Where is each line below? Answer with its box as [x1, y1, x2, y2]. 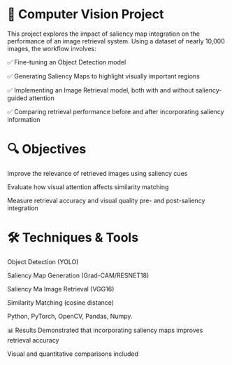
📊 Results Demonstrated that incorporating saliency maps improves [7, 326, 203, 334]
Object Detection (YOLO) [7, 257, 79, 266]
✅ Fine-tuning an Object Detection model [7, 57, 126, 66]
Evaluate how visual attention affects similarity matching [7, 182, 169, 191]
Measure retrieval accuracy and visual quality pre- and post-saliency [7, 196, 205, 205]
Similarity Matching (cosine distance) [7, 298, 114, 307]
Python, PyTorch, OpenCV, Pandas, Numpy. [7, 312, 133, 320]
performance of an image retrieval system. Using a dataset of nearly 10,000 [7, 36, 225, 45]
